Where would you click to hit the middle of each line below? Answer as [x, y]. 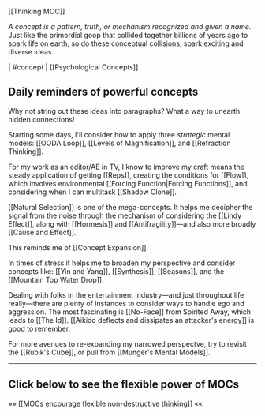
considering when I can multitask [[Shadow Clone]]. [93, 192]
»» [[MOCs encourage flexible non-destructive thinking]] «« [106, 403]
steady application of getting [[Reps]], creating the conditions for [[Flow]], [129, 175]
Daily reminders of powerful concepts [103, 92]
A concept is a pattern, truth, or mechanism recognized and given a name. [130, 26]
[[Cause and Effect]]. [42, 232]
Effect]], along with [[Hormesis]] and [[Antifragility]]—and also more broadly [132, 223]
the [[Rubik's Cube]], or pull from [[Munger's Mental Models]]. [109, 352]
